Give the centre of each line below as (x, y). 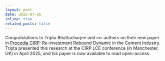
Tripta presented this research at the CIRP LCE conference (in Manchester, (82, 48)
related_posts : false (28, 24)
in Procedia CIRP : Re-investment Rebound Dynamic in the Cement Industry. (83, 43)
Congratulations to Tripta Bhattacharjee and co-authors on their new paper (82, 38)
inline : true (19, 19)
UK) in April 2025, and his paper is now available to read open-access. (78, 54)
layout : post (19, 10)
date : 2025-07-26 (23, 14)
